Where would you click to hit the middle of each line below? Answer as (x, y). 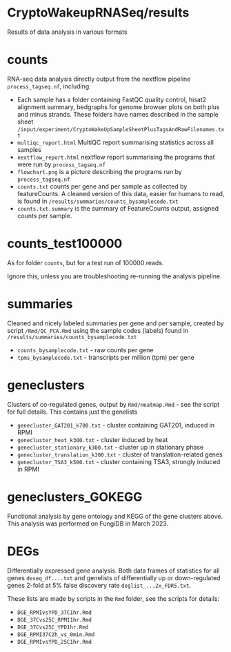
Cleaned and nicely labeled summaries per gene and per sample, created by (115, 323)
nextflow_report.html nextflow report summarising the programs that (116, 157)
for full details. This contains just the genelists (72, 412)
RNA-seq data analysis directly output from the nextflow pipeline (99, 79)
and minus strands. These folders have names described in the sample (118, 114)
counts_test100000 (65, 244)
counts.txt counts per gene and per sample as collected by (102, 186)
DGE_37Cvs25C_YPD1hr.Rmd (53, 627)
